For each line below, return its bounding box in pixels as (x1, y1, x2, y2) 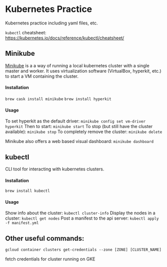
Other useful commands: (5, 234, 85, 243)
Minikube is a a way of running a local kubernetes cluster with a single (5, 62, 150, 68)
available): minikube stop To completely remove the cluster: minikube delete (5, 129, 163, 135)
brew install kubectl (5, 188, 50, 194)
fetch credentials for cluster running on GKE (5, 256, 96, 262)
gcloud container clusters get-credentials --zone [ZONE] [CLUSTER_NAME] (5, 248, 162, 253)
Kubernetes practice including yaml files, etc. (5, 20, 98, 26)
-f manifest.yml (5, 221, 39, 226)
